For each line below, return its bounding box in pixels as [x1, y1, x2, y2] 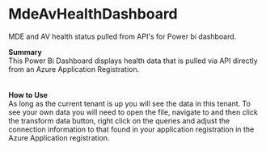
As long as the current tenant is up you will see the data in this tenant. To [8, 99, 251, 108]
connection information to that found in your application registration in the [8, 124, 255, 134]
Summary [8, 47, 42, 57]
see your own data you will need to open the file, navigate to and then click [8, 107, 259, 117]
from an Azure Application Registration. [8, 64, 140, 73]
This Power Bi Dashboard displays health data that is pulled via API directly [8, 56, 258, 65]
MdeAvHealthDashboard [8, 5, 178, 23]
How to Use [8, 90, 49, 99]
